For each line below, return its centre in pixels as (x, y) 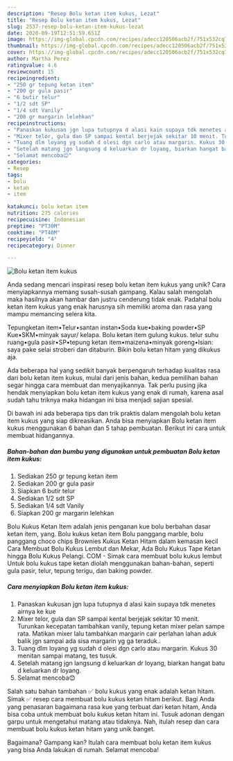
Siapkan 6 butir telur (46, 491)
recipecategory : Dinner (42, 246)
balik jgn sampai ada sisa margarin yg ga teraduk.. (89, 641)
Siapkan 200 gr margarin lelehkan (66, 513)
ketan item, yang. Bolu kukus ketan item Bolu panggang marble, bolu (105, 534)
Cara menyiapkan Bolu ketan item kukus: (68, 586)
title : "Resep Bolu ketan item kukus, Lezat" (74, 20)
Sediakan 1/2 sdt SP (46, 498)
